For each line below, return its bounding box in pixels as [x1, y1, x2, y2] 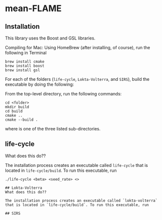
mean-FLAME [5, 3, 62, 14]
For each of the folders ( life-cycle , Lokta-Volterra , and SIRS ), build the [5, 76, 150, 82]
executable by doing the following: [5, 81, 74, 87]
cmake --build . [5, 117, 38, 122]
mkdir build [5, 105, 29, 110]
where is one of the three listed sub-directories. [5, 126, 101, 131]
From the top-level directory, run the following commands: [5, 91, 122, 96]
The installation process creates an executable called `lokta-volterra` [5, 198, 158, 203]
